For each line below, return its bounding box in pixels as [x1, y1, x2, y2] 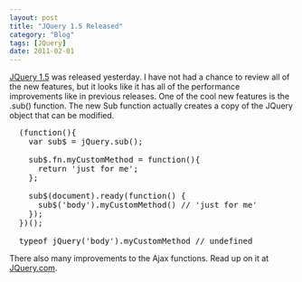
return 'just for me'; [37, 164, 138, 174]
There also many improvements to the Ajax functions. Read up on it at [9, 253, 269, 264]
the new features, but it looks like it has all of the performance [9, 81, 241, 92]
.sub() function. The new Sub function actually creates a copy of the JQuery [9, 100, 294, 111]
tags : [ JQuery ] [9, 38, 67, 48]
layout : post [9, 13, 59, 23]
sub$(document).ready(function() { [28, 191, 186, 202]
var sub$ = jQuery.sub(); [28, 136, 144, 147]
